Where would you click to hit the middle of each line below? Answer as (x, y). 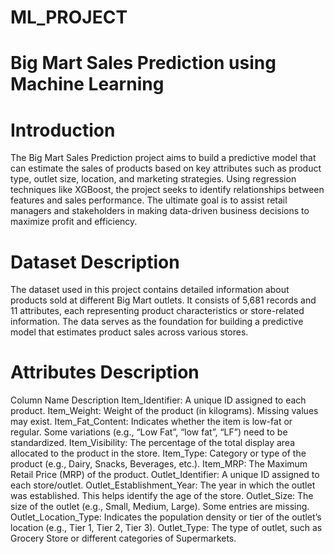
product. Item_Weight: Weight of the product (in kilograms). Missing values (164, 411)
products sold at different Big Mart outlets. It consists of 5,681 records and (163, 300)
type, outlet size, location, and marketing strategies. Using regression (153, 179)
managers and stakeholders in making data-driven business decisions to (160, 211)
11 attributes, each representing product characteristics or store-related (157, 311)
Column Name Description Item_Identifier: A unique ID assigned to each (158, 400)
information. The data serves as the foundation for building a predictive (157, 322)
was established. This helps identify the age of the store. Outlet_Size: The (162, 496)
